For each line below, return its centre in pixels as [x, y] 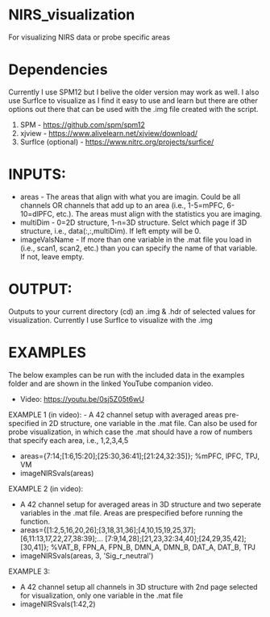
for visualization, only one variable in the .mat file [102, 595]
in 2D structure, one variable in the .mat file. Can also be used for [149, 423]
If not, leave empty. [52, 256]
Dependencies [58, 70]
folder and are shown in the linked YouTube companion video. [111, 383]
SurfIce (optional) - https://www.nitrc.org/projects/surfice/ [117, 142]
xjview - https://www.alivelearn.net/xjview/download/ [109, 133]
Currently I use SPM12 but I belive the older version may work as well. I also [134, 92]
